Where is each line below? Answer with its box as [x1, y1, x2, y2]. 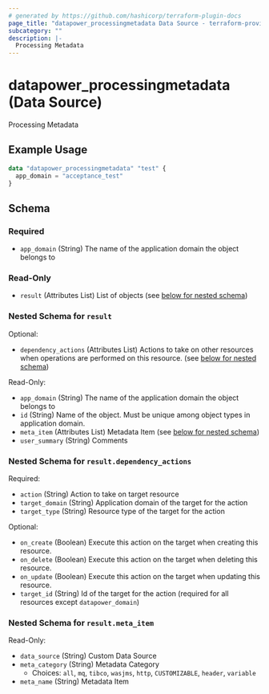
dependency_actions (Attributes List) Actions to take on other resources [19, 345, 254, 354]
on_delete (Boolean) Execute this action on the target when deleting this [19, 555, 259, 565]
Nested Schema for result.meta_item [8, 618, 155, 628]
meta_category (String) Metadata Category [19, 659, 160, 669]
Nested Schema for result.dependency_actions [8, 455, 192, 467]
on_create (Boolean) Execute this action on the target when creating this [19, 537, 259, 547]
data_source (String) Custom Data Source [19, 651, 158, 661]
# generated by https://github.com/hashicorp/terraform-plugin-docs [8, 11, 242, 20]
